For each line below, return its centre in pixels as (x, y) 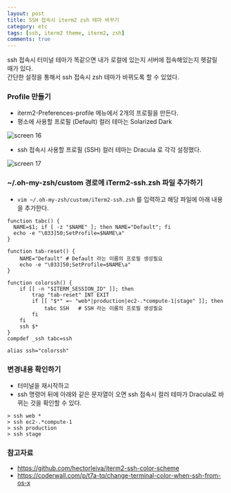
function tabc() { (33, 221)
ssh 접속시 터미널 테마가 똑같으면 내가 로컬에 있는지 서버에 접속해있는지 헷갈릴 (112, 60)
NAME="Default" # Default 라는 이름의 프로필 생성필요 (91, 259)
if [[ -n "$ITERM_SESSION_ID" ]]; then (77, 289)
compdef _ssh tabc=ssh (40, 338)
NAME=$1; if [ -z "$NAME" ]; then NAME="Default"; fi (92, 227)
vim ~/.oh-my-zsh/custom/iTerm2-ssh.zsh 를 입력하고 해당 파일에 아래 (113, 199)
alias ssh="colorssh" (38, 351)
